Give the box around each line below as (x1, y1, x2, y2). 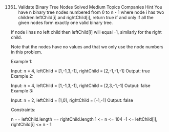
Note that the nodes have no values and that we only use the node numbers (11, 44, 164, 49)
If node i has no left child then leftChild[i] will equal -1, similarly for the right (11, 29, 162, 35)
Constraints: (11, 107, 36, 112)
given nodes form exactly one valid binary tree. (18, 20, 113, 25)
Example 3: (11, 88, 34, 93)
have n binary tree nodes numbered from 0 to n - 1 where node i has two (18, 9, 165, 15)
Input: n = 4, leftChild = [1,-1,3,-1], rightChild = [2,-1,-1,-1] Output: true (11, 68, 150, 74)
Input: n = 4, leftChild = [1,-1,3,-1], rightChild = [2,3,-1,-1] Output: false (11, 83, 151, 88)
